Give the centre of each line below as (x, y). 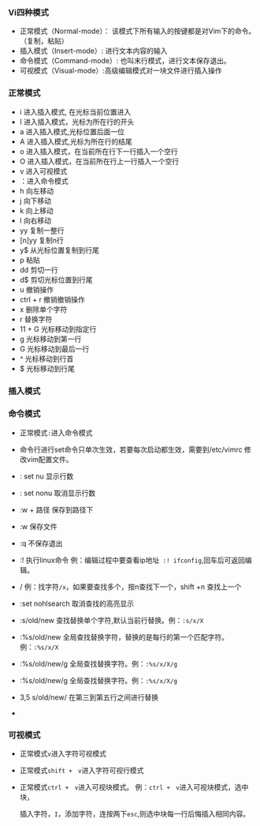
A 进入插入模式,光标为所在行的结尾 (76, 141)
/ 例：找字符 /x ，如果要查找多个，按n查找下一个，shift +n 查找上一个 (130, 587)
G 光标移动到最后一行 (54, 348)
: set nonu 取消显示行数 (58, 493)
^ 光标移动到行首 (46, 359)
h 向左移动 (37, 190)
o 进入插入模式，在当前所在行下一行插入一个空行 (99, 151)
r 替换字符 (36, 319)
